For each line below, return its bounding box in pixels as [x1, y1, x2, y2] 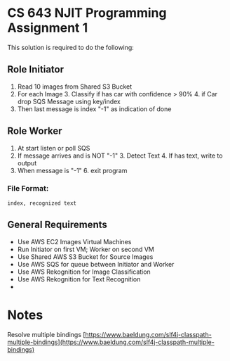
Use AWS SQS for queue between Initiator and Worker [17, 260, 175, 268]
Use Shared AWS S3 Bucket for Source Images [17, 252, 154, 261]
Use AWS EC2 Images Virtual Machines [17, 237, 132, 246]
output [17, 158, 37, 167]
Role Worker [7, 125, 62, 137]
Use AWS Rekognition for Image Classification [17, 267, 151, 276]
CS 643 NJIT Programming [7, 5, 167, 21]
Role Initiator [7, 63, 65, 75]
